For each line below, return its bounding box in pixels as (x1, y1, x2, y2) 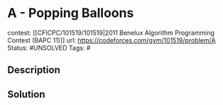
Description (7, 64, 60, 76)
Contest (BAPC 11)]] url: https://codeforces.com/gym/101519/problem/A (7, 35, 216, 44)
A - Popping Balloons (7, 5, 134, 21)
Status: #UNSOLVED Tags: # (7, 43, 91, 52)
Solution (7, 88, 45, 100)
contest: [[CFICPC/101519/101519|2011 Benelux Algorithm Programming (7, 28, 215, 37)
